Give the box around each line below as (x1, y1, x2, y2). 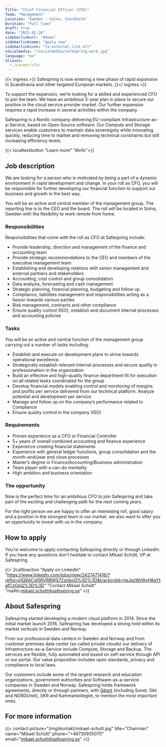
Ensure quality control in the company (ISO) (12, 409, 101, 415)
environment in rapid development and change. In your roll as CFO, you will (5, 180, 158, 186)
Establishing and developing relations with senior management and (12, 265, 149, 271)
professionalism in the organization (12, 367, 84, 373)
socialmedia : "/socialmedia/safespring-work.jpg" (5, 49, 110, 54)
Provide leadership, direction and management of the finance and (12, 244, 146, 250)
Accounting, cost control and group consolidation (12, 276, 114, 282)
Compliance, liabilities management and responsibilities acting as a (12, 291, 149, 298)
